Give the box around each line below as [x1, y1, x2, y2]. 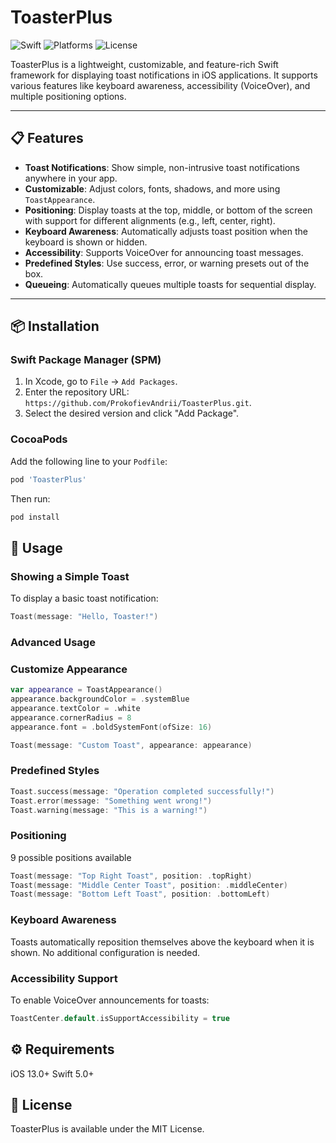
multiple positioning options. [10, 90, 127, 102]
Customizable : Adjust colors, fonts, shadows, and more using [24, 182, 281, 195]
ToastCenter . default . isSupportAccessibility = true [10, 1013, 230, 1023]
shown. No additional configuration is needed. [10, 946, 201, 958]
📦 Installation [10, 318, 100, 335]
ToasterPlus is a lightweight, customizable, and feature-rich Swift [10, 58, 279, 70]
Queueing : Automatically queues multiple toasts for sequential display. [24, 278, 317, 290]
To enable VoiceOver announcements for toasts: [10, 994, 210, 1006]
